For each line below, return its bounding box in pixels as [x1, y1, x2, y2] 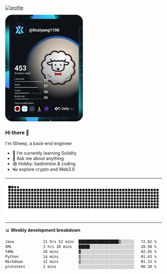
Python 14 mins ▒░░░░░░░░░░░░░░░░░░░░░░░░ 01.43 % [5, 254, 157, 259]
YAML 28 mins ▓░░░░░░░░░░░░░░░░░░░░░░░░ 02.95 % [5, 249, 157, 254]
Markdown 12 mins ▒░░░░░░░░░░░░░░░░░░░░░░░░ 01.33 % [5, 259, 157, 264]
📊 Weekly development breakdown [5, 227, 81, 233]
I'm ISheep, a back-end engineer [5, 140, 73, 147]
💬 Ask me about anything [12, 155, 64, 162]
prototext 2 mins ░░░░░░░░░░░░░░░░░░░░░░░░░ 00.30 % [5, 264, 157, 269]
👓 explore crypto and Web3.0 [12, 166, 75, 172]
